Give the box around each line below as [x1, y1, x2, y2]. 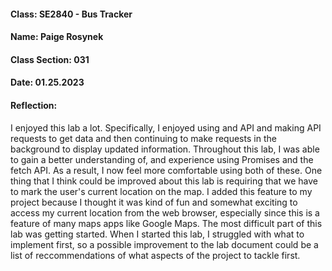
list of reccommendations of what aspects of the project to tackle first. [10, 249, 301, 261]
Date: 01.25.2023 [10, 76, 85, 89]
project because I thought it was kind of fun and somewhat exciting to [10, 196, 298, 208]
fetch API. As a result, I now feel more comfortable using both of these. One [10, 164, 323, 176]
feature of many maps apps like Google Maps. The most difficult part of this [10, 217, 323, 229]
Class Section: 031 [10, 53, 90, 65]
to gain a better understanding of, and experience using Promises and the [10, 153, 314, 165]
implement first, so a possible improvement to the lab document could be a [10, 238, 319, 250]
